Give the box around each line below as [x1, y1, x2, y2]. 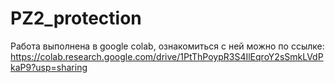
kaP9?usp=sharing [10, 61, 88, 73]
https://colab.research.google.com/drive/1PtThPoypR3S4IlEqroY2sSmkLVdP [10, 50, 324, 62]
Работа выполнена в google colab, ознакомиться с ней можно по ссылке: [10, 40, 325, 52]
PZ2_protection [10, 7, 142, 30]
